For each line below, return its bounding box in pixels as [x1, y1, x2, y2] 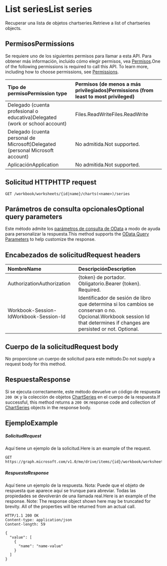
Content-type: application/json [5, 518, 72, 523]
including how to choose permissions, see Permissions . [5, 69, 119, 75]
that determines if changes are [78, 320, 150, 327]
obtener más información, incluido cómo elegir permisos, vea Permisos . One [5, 58, 161, 64]
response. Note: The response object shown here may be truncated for [5, 498, 151, 504]
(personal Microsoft [7, 147, 54, 154]
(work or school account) [7, 120, 67, 127]
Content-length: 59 [5, 522, 46, 527]
